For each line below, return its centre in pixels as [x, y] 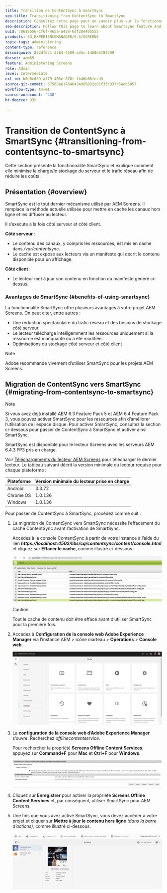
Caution [20, 609]
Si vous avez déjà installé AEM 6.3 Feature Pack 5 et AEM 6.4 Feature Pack [82, 414]
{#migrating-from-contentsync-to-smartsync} [80, 392]
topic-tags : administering [33, 42]
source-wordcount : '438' [31, 95]
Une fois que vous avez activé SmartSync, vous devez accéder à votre [85, 816]
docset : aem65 [20, 58]
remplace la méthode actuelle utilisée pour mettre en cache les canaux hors [83, 209]
